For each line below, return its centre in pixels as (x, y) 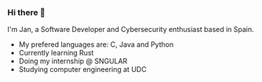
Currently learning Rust (56, 53)
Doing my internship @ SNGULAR (73, 61)
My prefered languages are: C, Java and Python (96, 45)
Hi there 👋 (27, 12)
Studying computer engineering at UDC (82, 70)
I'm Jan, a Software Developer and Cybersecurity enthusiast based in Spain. (131, 30)
